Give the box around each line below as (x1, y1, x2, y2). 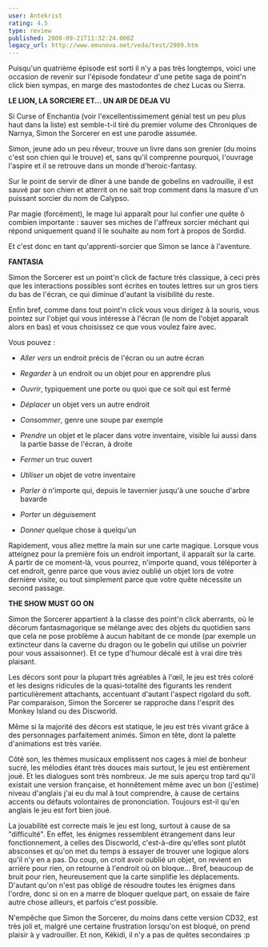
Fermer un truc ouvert (19, 455, 93, 464)
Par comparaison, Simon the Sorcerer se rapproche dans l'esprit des (8, 698, 234, 708)
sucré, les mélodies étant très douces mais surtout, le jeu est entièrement (8, 763, 250, 772)
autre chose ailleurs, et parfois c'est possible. (8, 897, 158, 907)
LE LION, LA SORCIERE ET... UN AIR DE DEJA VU (8, 96, 170, 106)
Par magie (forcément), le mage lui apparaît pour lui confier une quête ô (8, 209, 246, 219)
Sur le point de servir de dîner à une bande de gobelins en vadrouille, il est (8, 177, 254, 187)
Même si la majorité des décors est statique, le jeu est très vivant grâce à (8, 722, 250, 732)
